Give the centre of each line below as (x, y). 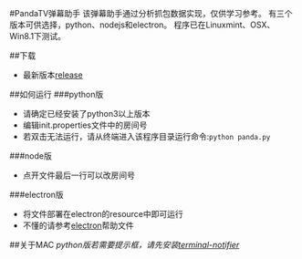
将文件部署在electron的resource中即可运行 (103, 214)
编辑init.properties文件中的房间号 (85, 125)
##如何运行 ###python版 (57, 94)
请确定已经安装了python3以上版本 (86, 114)
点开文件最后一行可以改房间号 (78, 175)
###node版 (31, 156)
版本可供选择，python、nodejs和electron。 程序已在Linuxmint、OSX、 (142, 25)
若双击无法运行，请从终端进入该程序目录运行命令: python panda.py (146, 136)
